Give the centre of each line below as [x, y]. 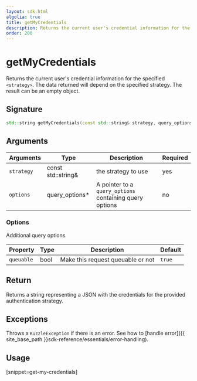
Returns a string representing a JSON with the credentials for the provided [96, 294]
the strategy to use [122, 171]
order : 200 [19, 33]
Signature [24, 109]
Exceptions [27, 319]
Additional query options [36, 235]
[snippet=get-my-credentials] [42, 372]
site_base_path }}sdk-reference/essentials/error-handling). [77, 339]
